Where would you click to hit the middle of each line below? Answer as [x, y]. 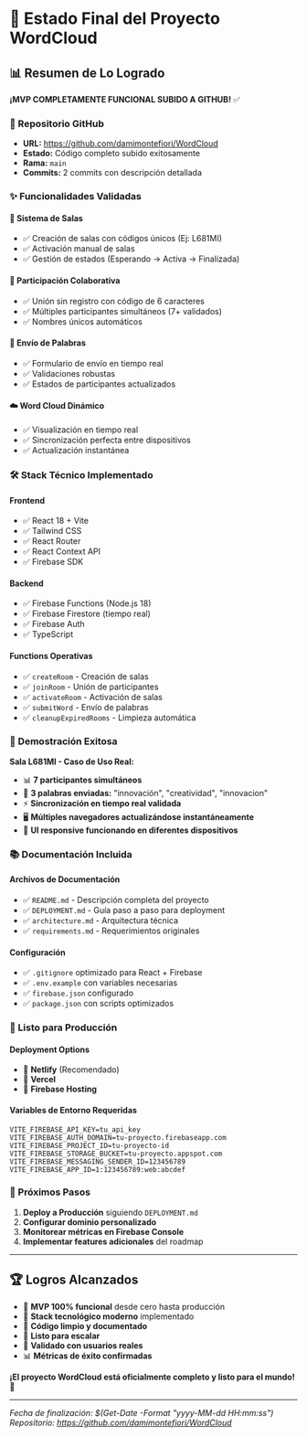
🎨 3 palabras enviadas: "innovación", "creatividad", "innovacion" [145, 793]
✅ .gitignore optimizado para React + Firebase [112, 973]
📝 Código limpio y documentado [85, 1325]
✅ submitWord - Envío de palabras [85, 707]
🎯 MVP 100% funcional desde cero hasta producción [124, 1306]
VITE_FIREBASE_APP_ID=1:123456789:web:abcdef [97, 1169]
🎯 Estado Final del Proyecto [115, 19]
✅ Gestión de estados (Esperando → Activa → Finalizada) [131, 259]
